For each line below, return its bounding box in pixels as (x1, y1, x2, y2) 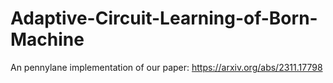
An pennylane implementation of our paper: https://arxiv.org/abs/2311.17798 (10, 61, 323, 73)
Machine (10, 28, 85, 51)
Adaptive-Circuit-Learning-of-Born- (10, 7, 318, 30)
